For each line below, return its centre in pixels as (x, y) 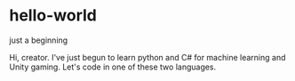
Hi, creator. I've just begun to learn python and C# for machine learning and (147, 57)
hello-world (53, 16)
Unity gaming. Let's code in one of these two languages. (113, 67)
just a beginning (39, 40)
